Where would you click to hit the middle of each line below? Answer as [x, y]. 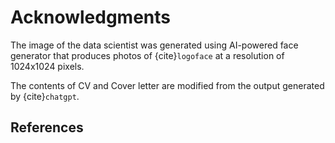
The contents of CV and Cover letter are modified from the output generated [167, 85]
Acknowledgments [91, 17]
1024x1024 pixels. [47, 66]
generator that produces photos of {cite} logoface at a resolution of [147, 55]
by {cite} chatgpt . [45, 96]
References [47, 127]
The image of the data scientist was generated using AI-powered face [154, 45]
